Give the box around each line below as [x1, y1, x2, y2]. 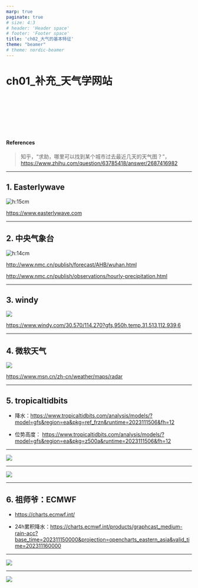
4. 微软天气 [6, 346, 47, 356]
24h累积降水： [14, 523, 51, 530]
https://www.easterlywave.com [6, 209, 82, 216]
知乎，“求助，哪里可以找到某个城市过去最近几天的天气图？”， [20, 153, 170, 160]
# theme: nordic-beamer [6, 47, 65, 53]
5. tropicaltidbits [6, 396, 68, 406]
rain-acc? [14, 530, 38, 537]
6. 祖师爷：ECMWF [6, 495, 77, 505]
